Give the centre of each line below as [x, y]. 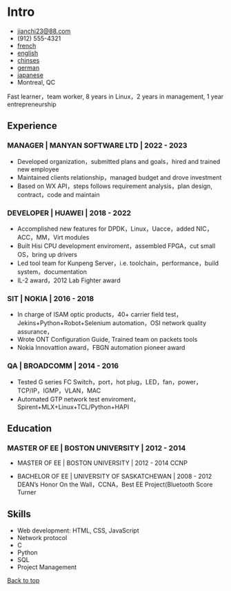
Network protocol [42, 538]
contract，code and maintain [58, 194]
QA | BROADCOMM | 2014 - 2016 [63, 366]
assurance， [35, 332]
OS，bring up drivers [47, 254]
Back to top [23, 581]
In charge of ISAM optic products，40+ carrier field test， [100, 315]
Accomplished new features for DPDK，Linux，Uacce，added [106, 229]
